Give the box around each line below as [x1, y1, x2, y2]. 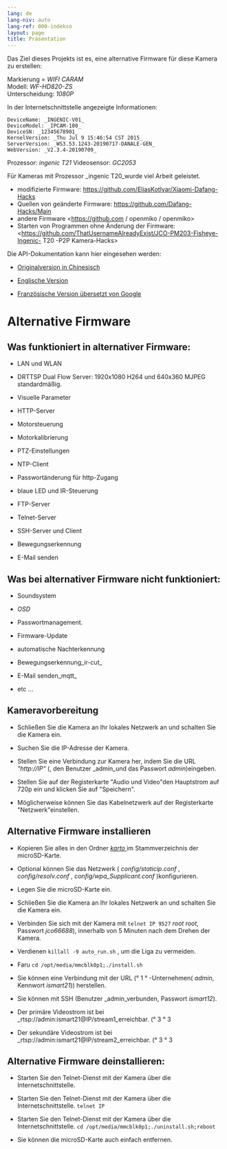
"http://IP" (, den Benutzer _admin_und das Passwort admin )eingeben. [17, 764, 217, 773]
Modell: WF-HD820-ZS [7, 83, 73, 91]
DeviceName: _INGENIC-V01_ [7, 116, 85, 124]
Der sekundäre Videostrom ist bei [17, 1028, 112, 1036]
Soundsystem [17, 591, 56, 599]
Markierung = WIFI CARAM [7, 75, 84, 83]
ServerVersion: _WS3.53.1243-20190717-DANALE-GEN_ [7, 140, 155, 148]
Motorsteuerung [17, 420, 63, 429]
